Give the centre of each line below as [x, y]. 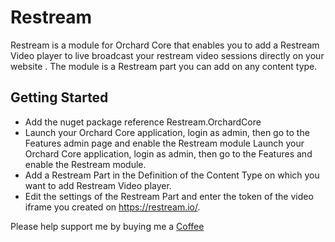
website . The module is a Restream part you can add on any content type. [164, 66]
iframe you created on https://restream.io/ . [112, 207]
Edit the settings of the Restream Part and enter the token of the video [169, 196]
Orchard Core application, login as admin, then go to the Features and [168, 153]
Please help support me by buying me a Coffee [107, 226]
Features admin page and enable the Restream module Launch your [164, 143]
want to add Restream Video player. [98, 185]
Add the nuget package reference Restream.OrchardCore [143, 122]
